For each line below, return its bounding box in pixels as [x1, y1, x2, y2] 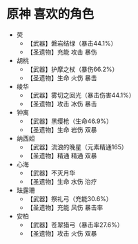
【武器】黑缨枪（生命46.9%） [26, 117, 113, 125]
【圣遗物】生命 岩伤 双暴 [26, 125, 97, 133]
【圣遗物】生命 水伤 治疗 [26, 177, 97, 185]
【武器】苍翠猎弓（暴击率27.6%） [26, 220, 124, 229]
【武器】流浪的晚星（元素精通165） [26, 142, 128, 151]
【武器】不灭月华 [26, 169, 76, 177]
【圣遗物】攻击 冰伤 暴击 [26, 100, 97, 108]
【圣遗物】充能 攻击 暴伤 [26, 48, 97, 56]
